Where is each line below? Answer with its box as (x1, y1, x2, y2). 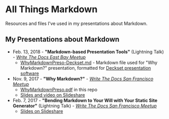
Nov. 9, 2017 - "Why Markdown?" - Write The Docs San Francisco (12, 75, 154, 82)
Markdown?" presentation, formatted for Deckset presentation (20, 65, 151, 71)
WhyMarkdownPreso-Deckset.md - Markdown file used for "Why (20, 59, 158, 66)
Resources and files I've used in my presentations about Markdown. (5, 20, 148, 26)
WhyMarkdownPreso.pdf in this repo (20, 86, 98, 93)
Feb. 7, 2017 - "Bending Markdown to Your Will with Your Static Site (12, 97, 158, 103)
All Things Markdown (5, 4, 98, 15)
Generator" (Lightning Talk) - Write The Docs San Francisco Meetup (12, 103, 157, 109)
